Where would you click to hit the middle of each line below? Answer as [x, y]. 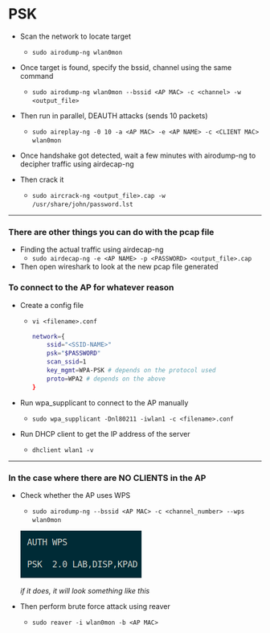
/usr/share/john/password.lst [83, 204]
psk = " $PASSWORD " [74, 353]
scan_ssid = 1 [67, 362]
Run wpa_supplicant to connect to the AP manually [104, 402]
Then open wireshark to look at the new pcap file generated [119, 267]
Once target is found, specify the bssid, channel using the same [126, 67]
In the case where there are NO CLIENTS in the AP [107, 478]
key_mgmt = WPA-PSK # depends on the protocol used [131, 371]
